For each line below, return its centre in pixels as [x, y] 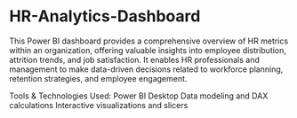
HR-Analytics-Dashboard [105, 16]
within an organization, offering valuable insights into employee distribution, [148, 50]
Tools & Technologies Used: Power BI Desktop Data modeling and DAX [139, 96]
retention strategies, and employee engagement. [98, 78]
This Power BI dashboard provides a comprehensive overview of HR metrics [149, 41]
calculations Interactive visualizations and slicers [99, 105]
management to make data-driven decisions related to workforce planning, [146, 69]
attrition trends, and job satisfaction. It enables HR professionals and [134, 59]
